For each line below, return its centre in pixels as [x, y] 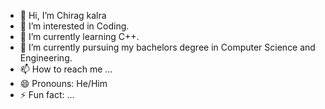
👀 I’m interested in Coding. [74, 26]
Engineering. [46, 58]
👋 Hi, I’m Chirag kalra [63, 15]
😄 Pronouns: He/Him [63, 83]
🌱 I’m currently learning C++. [79, 36]
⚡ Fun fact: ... [47, 94]
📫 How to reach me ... [66, 69]
